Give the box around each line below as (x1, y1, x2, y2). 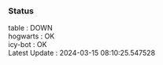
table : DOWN (8, 23, 53, 33)
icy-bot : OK (8, 40, 47, 49)
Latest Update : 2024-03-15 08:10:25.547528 (8, 49, 156, 58)
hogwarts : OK (8, 31, 55, 41)
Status (8, 5, 34, 16)
